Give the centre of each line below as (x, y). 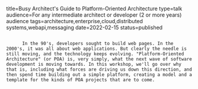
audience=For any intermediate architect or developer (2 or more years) (94, 15)
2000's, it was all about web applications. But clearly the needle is (96, 49)
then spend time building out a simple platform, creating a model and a (99, 75)
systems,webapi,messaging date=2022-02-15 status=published (84, 27)
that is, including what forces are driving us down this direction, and (99, 69)
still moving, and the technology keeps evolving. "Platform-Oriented (95, 54)
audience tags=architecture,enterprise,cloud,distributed (75, 21)
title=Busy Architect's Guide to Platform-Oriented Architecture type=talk (94, 9)
